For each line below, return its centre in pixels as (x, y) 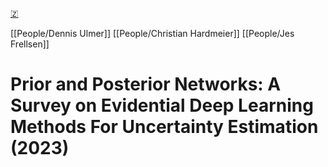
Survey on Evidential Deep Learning (162, 105)
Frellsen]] (30, 44)
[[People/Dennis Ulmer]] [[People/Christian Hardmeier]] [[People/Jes (152, 33)
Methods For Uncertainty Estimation (164, 127)
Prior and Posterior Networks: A (146, 84)
